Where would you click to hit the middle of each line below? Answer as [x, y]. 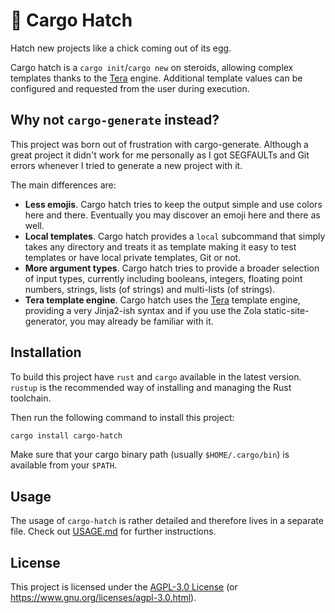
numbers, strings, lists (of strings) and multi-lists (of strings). [150, 289]
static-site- [286, 310]
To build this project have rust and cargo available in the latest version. [156, 376]
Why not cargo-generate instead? [115, 120]
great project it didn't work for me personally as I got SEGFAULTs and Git [160, 155]
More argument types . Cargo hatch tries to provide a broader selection [172, 268]
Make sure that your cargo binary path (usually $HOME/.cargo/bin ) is [150, 455]
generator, [46, 321]
